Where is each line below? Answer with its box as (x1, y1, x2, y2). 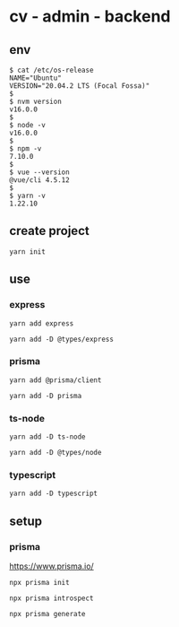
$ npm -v (9, 144, 42, 153)
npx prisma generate (9, 610, 87, 619)
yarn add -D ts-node (9, 432, 87, 441)
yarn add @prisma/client (9, 375, 102, 385)
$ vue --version (9, 168, 70, 177)
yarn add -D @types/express (9, 335, 115, 344)
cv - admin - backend (9, 6, 171, 27)
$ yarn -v (9, 191, 47, 200)
